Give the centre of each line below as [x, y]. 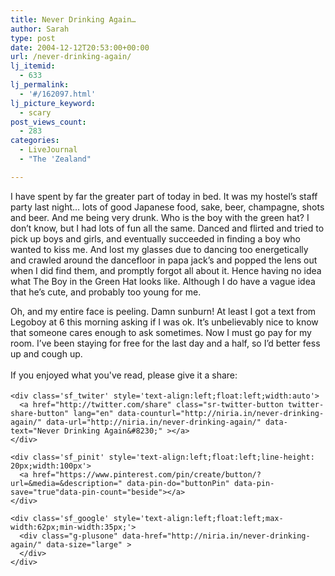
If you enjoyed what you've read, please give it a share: [124, 375]
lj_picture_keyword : [53, 103]
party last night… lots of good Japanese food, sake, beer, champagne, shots [167, 207]
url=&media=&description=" [66, 483]
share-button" [40, 413]
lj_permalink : [40, 85]
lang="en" [93, 413]
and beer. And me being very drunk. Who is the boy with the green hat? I [160, 217]
